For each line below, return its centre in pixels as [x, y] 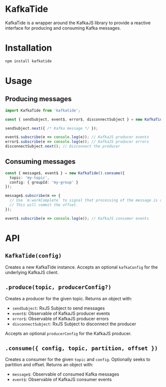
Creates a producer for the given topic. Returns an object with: [69, 298]
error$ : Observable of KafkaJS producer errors [61, 318]
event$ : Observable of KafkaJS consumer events [62, 380]
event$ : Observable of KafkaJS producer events [61, 313]
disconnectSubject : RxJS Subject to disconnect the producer [74, 324]
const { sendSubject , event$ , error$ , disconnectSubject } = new [74, 119]
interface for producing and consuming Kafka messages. [63, 28]
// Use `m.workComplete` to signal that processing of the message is [84, 200]
